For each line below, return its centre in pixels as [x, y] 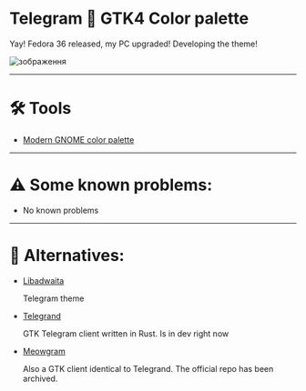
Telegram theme [53, 298]
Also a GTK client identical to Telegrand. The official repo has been [148, 368]
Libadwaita [43, 280]
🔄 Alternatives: [67, 256]
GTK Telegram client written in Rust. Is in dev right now [126, 333]
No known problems [61, 210]
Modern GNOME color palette [78, 139]
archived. [40, 378]
